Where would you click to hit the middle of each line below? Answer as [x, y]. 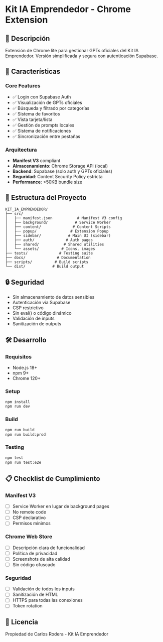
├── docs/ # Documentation [48, 258]
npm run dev [18, 407]
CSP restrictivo [28, 308]
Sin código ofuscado [34, 564]
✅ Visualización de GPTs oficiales [47, 102]
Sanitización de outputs [37, 324]
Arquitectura [21, 150]
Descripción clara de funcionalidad [49, 548]
